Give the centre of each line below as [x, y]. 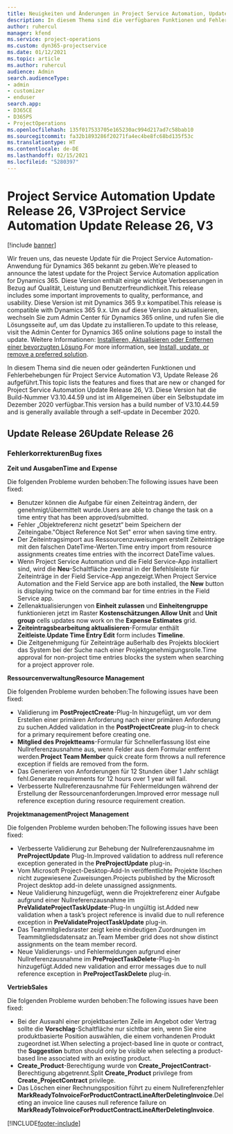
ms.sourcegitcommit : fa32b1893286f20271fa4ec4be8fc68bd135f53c [101, 136]
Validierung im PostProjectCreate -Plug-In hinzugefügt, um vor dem [114, 712]
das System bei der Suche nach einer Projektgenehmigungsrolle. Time [117, 650]
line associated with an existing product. [95, 1058]
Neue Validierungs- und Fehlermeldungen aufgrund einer [99, 952]
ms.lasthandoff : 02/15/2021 [48, 156]
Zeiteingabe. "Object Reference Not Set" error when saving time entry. [117, 532]
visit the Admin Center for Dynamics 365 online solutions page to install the [115, 332]
